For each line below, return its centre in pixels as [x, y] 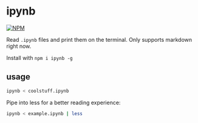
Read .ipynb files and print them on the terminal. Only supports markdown [99, 39]
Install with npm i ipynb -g [39, 58]
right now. [19, 46]
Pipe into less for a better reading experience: [63, 102]
